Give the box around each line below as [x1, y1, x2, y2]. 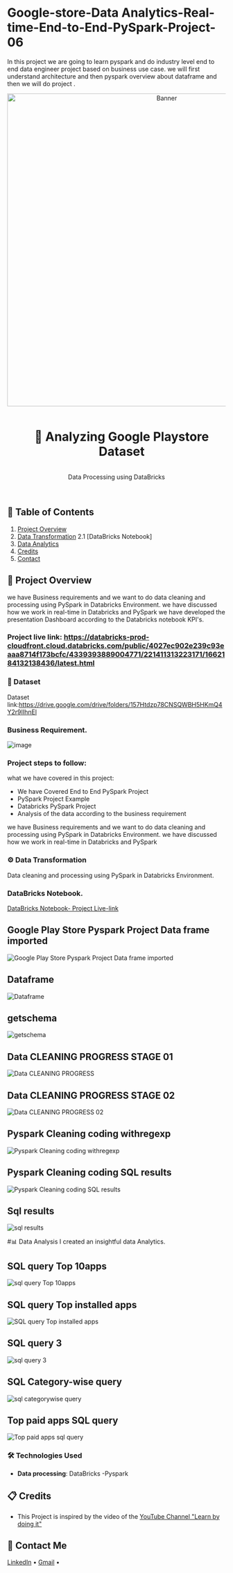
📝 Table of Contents [7, 506, 94, 519]
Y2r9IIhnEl [7, 708, 37, 716]
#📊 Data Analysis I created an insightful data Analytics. [7, 1237, 166, 1246]
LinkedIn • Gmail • [7, 1558, 60, 1567]
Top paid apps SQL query [7, 1415, 119, 1426]
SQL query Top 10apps [7, 1260, 107, 1272]
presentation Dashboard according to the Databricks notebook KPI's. [7, 615, 205, 624]
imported [7, 935, 49, 947]
